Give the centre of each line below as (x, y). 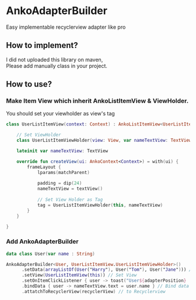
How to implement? (42, 45)
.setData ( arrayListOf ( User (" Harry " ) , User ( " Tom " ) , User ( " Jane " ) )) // (108, 270)
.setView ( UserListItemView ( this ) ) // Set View (79, 275)
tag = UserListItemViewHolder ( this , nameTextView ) (100, 205)
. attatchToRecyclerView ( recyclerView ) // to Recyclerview (93, 291)
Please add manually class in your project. (57, 66)
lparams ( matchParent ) (64, 172)
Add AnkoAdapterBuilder (42, 241)
